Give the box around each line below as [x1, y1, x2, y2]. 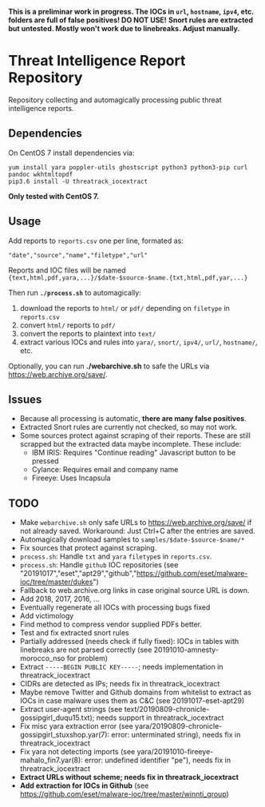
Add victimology [19, 611, 74, 621]
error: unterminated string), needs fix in [111, 730, 241, 740]
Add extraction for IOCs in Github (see [19, 781, 149, 790]
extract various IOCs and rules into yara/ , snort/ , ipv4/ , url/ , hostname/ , [19, 337, 258, 347]
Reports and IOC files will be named [8, 265, 126, 275]
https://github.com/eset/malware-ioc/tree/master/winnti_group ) [19, 789, 229, 799]
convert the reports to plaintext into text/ [19, 328, 156, 338]
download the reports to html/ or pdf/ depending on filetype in [19, 303, 230, 312]
